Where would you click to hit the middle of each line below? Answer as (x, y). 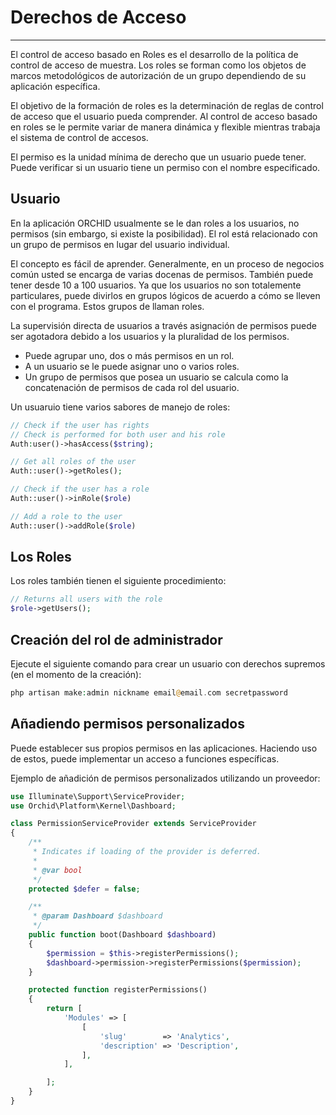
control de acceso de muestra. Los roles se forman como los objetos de (158, 65)
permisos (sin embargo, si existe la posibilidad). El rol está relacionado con (164, 233)
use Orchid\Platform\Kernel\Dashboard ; (93, 806)
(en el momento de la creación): (76, 674)
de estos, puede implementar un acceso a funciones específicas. (145, 758)
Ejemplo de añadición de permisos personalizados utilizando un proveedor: (165, 778)
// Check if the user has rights (80, 425)
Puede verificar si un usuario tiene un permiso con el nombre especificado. (165, 167)
